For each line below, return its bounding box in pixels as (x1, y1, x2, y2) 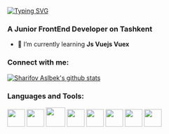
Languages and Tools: (7, 91, 84, 101)
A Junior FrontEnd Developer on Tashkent (7, 24, 153, 34)
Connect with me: (7, 58, 69, 67)
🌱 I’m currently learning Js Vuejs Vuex (17, 40, 130, 48)
